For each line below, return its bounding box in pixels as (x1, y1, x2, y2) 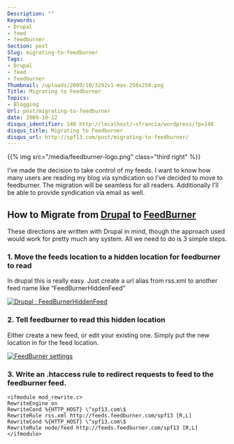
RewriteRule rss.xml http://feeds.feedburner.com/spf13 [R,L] (7, 412, 192, 419)
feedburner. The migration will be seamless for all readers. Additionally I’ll (7, 181, 219, 189)
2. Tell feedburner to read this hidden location (7, 315, 166, 325)
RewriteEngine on (7, 399, 58, 407)
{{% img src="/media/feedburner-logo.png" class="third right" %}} (7, 153, 201, 161)
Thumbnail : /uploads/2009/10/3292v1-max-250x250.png (7, 82, 164, 89)
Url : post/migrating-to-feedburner (7, 108, 111, 114)
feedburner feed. (7, 378, 67, 387)
